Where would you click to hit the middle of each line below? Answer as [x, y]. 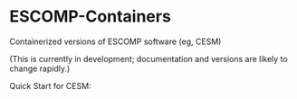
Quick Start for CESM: [51, 85]
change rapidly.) [40, 68]
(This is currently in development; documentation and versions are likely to [148, 58]
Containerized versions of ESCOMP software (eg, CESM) [115, 41]
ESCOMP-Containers [91, 17]
